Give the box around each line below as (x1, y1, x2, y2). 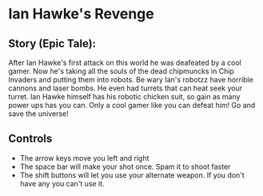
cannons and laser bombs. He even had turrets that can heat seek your (8, 83, 242, 93)
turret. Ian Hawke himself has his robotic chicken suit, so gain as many (8, 92, 241, 101)
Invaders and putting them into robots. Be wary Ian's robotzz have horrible (8, 75, 253, 84)
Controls (8, 132, 53, 146)
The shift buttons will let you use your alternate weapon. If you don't (19, 170, 245, 180)
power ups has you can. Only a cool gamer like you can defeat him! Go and (8, 101, 256, 110)
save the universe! (8, 109, 70, 118)
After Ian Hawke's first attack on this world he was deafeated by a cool (8, 58, 241, 67)
